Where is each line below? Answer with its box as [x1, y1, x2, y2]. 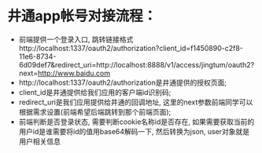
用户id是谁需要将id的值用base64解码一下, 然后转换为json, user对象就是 [18, 126, 250, 136]
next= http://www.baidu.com [18, 68, 111, 78]
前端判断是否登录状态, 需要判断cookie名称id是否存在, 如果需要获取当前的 [18, 117, 255, 126]
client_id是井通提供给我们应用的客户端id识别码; [18, 87, 172, 97]
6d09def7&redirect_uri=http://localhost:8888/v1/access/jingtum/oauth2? [18, 60, 255, 69]
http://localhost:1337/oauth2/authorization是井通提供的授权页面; [18, 78, 227, 87]
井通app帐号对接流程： [7, 7, 157, 25]
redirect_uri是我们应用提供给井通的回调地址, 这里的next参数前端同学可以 [18, 97, 253, 107]
